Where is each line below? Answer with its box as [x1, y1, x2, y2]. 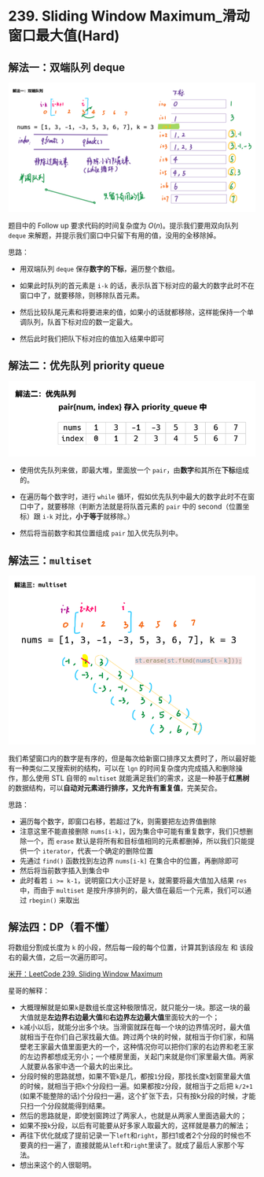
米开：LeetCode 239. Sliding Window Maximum [8, 969, 163, 979]
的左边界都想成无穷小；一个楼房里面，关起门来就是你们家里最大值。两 [19, 1052, 247, 1061]
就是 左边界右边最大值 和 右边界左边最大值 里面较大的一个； [33, 1012, 220, 1022]
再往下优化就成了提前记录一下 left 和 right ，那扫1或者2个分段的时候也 [19, 1131, 245, 1140]
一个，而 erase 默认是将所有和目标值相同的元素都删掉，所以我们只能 [26, 836, 248, 846]
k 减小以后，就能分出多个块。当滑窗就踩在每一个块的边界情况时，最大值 [19, 1023, 251, 1032]
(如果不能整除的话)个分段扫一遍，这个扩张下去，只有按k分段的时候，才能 [19, 1091, 256, 1101]
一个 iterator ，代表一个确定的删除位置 [26, 846, 154, 855]
